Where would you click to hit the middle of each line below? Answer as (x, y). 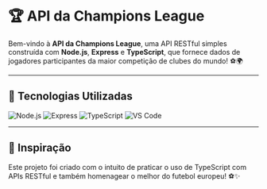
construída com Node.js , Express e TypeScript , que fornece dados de (124, 52)
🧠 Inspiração (40, 148)
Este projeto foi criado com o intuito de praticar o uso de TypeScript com (128, 167)
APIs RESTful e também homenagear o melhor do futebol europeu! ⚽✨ (124, 175)
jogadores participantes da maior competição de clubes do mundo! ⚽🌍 (126, 60)
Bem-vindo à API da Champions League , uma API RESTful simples (118, 43)
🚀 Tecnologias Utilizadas (70, 96)
